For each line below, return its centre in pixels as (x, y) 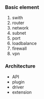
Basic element (22, 7)
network (20, 28)
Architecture (20, 66)
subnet (19, 33)
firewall (19, 49)
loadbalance (24, 43)
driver (18, 87)
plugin (18, 82)
